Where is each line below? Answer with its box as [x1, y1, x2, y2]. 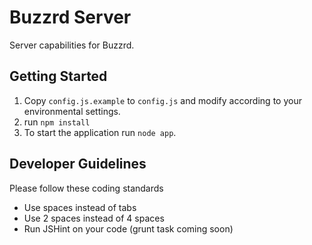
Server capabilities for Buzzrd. [9, 39, 135, 51]
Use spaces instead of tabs [23, 201, 137, 213]
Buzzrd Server [9, 6, 132, 29]
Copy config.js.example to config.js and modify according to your [23, 94, 302, 106]
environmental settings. [23, 105, 121, 117]
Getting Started [9, 68, 108, 85]
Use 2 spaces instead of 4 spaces [23, 212, 165, 224]
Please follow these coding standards [9, 182, 164, 194]
